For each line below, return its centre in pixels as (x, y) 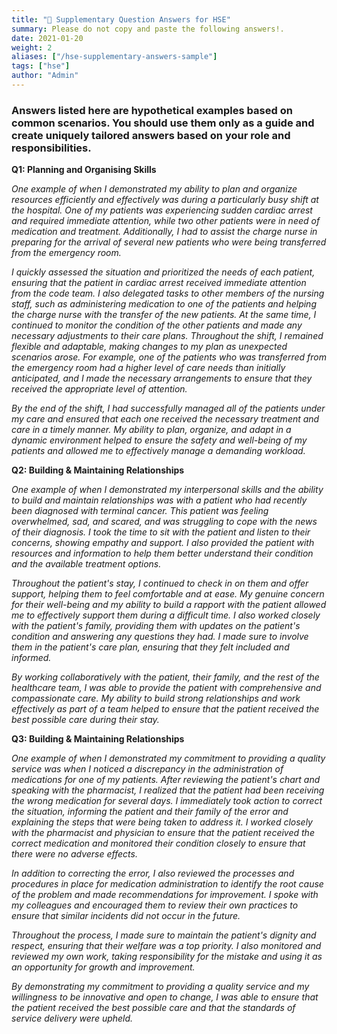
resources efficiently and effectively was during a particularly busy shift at (165, 200)
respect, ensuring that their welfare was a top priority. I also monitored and (166, 946)
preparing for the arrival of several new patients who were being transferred (169, 242)
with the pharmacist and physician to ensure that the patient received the (163, 833)
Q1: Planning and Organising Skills (84, 170)
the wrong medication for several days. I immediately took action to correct (167, 801)
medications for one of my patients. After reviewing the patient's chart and (166, 780)
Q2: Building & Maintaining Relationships (98, 470)
